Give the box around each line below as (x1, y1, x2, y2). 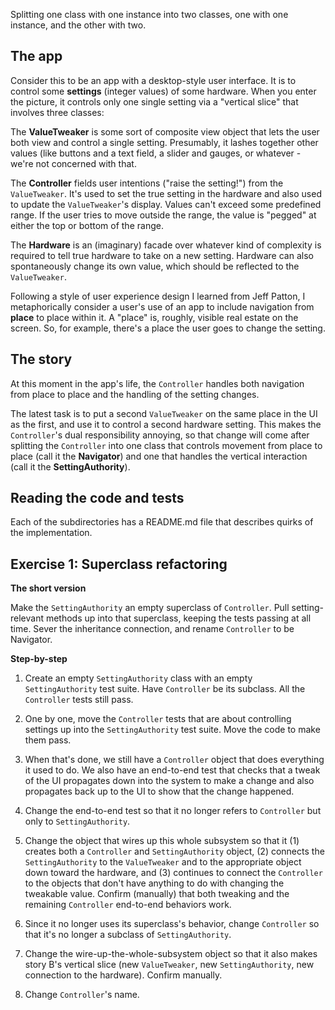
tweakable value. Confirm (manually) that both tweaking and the (24, 888, 290, 900)
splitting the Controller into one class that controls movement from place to (10, 439, 323, 451)
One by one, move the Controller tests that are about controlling (24, 713, 292, 725)
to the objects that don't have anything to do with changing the (24, 877, 285, 889)
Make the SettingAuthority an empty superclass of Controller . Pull (10, 602, 290, 614)
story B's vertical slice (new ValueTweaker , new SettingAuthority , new (24, 959, 315, 971)
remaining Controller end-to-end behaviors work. (24, 899, 232, 911)
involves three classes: (10, 106, 105, 118)
